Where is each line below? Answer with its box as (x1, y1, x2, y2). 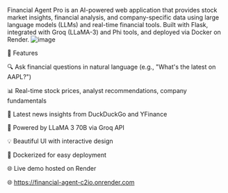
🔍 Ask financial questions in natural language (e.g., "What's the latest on (7, 62, 216, 71)
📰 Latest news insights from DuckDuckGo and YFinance (7, 110, 168, 118)
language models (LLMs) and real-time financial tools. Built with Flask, (7, 21, 209, 28)
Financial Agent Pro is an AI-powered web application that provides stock (7, 6, 218, 14)
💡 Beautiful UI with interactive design (7, 137, 113, 145)
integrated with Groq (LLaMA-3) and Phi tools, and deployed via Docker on (7, 28, 221, 36)
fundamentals (7, 96, 47, 105)
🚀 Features (7, 49, 38, 57)
